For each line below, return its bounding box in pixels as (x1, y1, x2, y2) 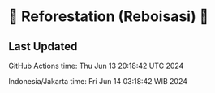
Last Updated (8, 40, 78, 53)
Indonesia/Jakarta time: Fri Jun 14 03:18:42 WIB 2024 (8, 77, 188, 86)
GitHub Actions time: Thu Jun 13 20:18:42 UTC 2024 (8, 61, 184, 70)
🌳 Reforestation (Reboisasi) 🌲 (8, 7, 209, 26)
